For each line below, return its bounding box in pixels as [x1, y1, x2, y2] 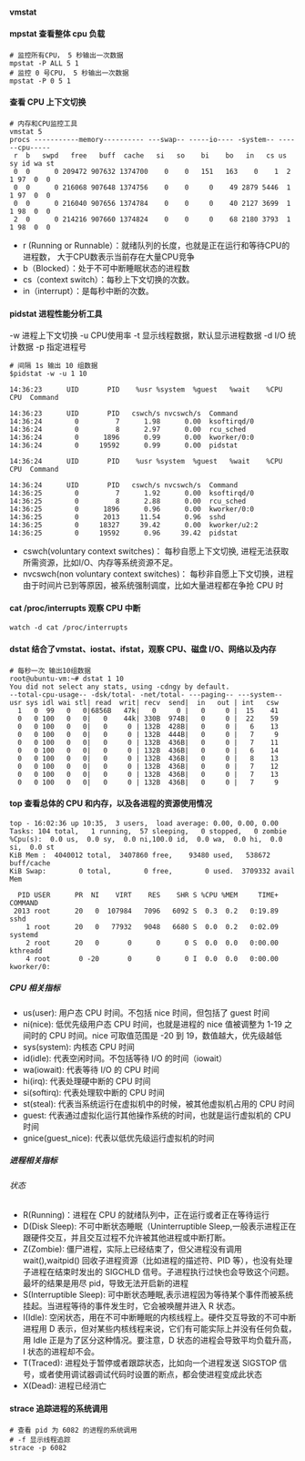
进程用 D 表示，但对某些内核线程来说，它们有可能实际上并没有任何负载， [22, 1323, 297, 1334]
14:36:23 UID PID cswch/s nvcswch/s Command [9, 409, 239, 418]
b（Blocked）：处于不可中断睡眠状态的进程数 [22, 263, 190, 273]
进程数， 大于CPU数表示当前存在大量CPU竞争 [22, 251, 195, 262]
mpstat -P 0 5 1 [9, 77, 71, 86]
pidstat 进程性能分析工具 [9, 308, 103, 319]
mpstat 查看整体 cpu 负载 [9, 28, 106, 39]
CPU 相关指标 [9, 983, 61, 994]
